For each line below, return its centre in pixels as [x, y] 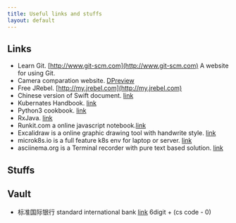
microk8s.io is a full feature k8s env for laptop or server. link [105, 141]
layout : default [31, 20]
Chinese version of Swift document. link [75, 96]
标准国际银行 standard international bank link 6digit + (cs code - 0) [114, 212]
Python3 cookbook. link [52, 110]
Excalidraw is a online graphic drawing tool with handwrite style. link [117, 133]
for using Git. [36, 73]
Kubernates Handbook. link [57, 103]
